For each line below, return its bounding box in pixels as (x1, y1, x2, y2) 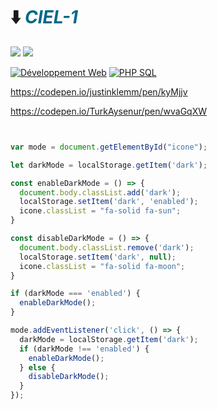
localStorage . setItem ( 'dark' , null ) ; (19, 252, 177, 262)
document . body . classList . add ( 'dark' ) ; (19, 187, 182, 198)
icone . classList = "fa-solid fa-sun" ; (19, 206, 182, 216)
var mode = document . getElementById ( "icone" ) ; (10, 142, 208, 152)
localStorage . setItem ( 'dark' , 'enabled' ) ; (19, 197, 199, 207)
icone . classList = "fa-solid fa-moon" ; (19, 261, 186, 271)
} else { (19, 362, 56, 373)
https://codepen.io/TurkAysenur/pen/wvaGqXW (10, 105, 208, 117)
